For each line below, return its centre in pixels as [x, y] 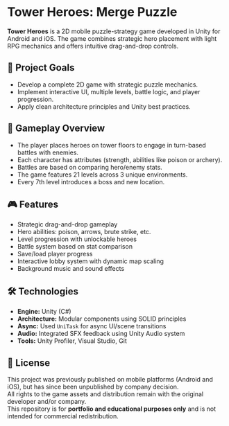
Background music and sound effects [71, 269]
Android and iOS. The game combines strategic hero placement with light [112, 38]
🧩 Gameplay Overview [56, 128]
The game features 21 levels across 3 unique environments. [102, 175]
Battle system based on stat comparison [75, 247]
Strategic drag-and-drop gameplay [67, 224]
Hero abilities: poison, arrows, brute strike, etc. [84, 232]
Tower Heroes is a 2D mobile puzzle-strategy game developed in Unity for [114, 31]
